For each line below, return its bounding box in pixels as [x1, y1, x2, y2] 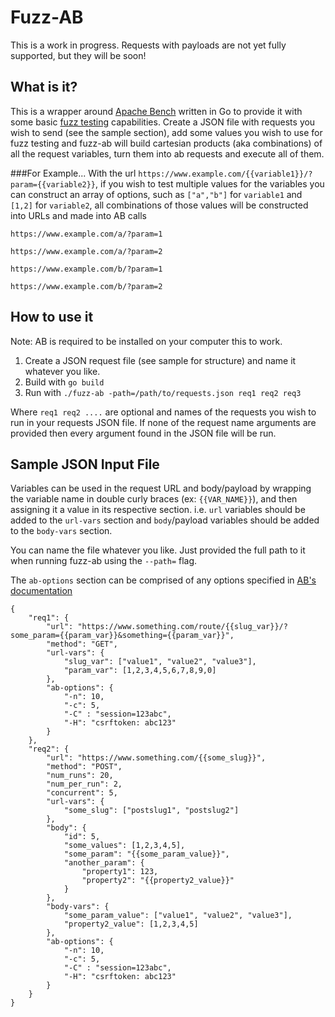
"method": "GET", [46, 639, 118, 650]
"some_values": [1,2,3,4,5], [63, 841, 186, 851]
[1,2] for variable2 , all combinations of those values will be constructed [10, 199, 309, 211]
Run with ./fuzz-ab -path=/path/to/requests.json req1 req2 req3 [24, 386, 302, 398]
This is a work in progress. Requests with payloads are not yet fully [10, 39, 287, 51]
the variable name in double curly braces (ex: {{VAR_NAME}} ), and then [10, 493, 298, 505]
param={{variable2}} [10, 179, 97, 190]
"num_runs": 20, [46, 771, 114, 781]
